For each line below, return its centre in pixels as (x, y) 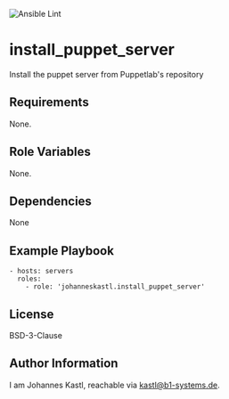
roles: (29, 279)
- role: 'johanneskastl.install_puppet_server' (115, 287)
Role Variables (50, 152)
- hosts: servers (41, 272)
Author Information (64, 364)
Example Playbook (61, 251)
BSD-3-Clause (36, 335)
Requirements (49, 102)
